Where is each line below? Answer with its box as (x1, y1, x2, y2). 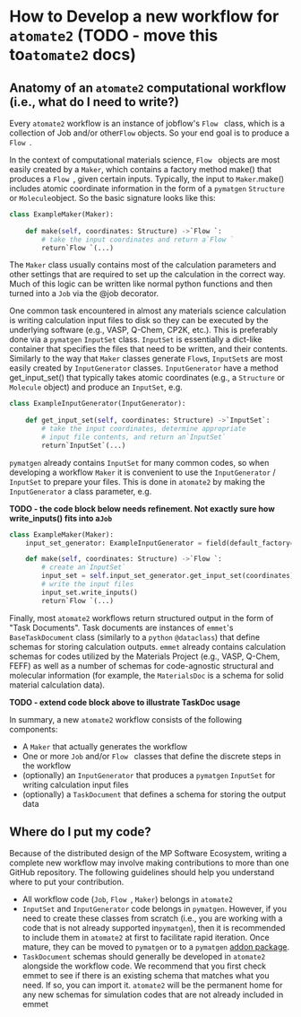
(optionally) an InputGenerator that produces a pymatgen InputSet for (21, 769, 276, 780)
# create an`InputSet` (41, 563, 126, 572)
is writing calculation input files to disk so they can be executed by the (9, 315, 269, 326)
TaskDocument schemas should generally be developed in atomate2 (21, 951, 266, 962)
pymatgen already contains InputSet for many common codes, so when (9, 457, 270, 468)
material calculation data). (9, 679, 106, 690)
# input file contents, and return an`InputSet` (41, 433, 227, 442)
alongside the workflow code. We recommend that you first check (21, 960, 267, 971)
